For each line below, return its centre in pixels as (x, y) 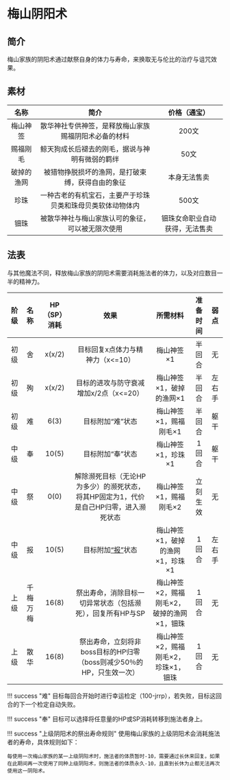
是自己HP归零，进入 (107, 507)
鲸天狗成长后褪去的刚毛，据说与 (92, 149)
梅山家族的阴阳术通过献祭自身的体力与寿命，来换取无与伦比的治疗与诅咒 (109, 59)
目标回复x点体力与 (107, 349)
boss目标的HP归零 (110, 652)
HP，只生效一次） (110, 672)
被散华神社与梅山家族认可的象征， (95, 218)
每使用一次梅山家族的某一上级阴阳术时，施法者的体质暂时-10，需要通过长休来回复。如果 (114, 756)
